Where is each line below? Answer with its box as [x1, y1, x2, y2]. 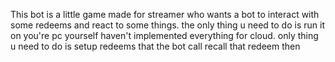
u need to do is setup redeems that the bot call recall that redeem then [10, 40, 301, 52]
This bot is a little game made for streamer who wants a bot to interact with [10, 9, 320, 20]
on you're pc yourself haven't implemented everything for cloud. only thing [10, 30, 319, 41]
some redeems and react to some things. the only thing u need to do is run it [10, 19, 325, 31]
